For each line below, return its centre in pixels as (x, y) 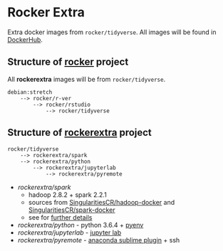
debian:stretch (30, 92)
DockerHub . (25, 39)
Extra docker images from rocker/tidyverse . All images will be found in (112, 32)
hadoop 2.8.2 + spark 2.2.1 (67, 194)
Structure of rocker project (68, 62)
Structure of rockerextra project (79, 133)
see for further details (60, 217)
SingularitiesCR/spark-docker (72, 210)
